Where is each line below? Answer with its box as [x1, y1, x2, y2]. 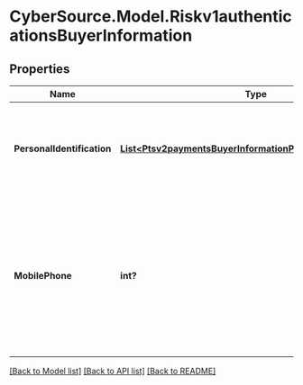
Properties [9, 61, 70, 76]
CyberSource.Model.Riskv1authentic [9, 6, 293, 27]
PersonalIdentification [14, 142, 112, 155]
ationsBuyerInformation [9, 25, 193, 46]
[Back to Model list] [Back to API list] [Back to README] [9, 366, 216, 376]
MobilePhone [14, 270, 72, 282]
